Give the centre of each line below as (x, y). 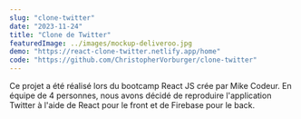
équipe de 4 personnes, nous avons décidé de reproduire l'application (141, 95)
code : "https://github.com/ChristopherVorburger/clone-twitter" (133, 60)
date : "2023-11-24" (46, 26)
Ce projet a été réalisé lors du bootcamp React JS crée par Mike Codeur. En (150, 86)
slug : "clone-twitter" (52, 18)
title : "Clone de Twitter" (60, 35)
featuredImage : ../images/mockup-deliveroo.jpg (101, 43)
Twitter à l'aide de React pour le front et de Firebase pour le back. (132, 105)
